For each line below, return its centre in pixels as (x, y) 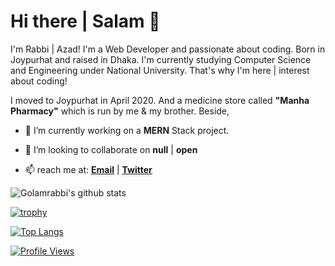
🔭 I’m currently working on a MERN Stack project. (127, 130)
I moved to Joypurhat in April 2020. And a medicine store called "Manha (160, 100)
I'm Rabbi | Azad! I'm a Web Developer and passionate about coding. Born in (168, 49)
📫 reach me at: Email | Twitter (88, 169)
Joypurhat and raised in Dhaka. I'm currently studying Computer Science (161, 59)
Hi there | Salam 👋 (85, 21)
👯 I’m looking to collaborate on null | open (111, 149)
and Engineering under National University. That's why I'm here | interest (160, 70)
